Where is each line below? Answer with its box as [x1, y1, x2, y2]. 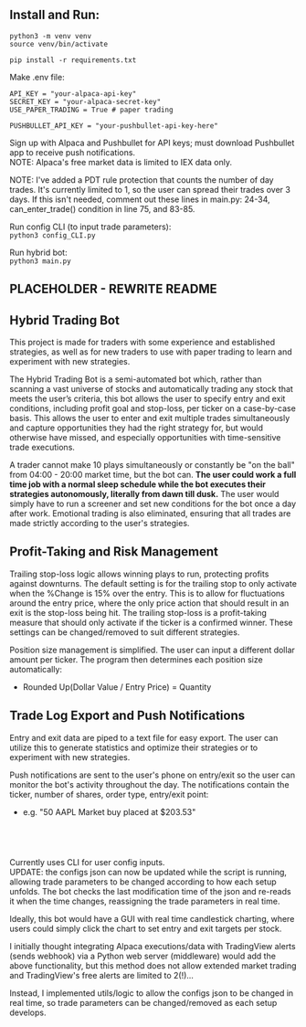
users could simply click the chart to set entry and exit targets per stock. [9, 923, 282, 935]
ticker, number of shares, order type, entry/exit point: [9, 789, 209, 799]
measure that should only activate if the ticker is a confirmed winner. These [9, 617, 293, 628]
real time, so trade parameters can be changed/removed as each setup [9, 998, 278, 1009]
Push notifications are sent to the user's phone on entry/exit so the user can [9, 769, 295, 780]
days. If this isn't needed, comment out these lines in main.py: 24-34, [9, 194, 271, 205]
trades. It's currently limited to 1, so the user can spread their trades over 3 [9, 184, 290, 195]
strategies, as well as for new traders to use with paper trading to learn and [9, 346, 292, 357]
